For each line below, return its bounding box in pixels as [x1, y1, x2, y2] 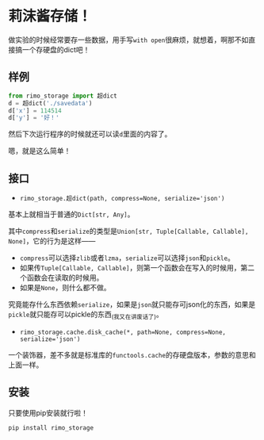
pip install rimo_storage [8, 423, 94, 432]
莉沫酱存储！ [8, 7, 93, 25]
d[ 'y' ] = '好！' [8, 114, 59, 122]
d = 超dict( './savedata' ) [8, 99, 93, 107]
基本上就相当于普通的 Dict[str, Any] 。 [8, 209, 135, 219]
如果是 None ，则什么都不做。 [19, 283, 111, 293]
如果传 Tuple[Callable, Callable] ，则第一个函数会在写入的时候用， [19, 263, 241, 273]
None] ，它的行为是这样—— [8, 236, 96, 246]
